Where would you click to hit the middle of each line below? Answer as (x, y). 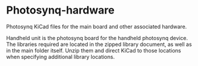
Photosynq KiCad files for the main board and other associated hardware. (97, 27)
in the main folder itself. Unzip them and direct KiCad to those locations (94, 50)
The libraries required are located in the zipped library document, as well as (99, 44)
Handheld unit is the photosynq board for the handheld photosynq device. (97, 38)
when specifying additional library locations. (61, 57)
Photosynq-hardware (61, 10)
